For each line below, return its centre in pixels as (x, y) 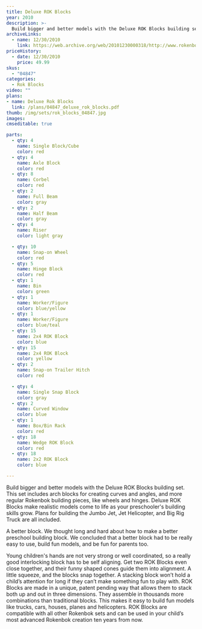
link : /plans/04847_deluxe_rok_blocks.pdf (66, 107)
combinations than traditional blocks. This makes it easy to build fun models (100, 600)
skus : (13, 68)
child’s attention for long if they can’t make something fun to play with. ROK (99, 581)
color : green (33, 291)
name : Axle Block (39, 163)
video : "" (19, 90)
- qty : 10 (24, 247)
